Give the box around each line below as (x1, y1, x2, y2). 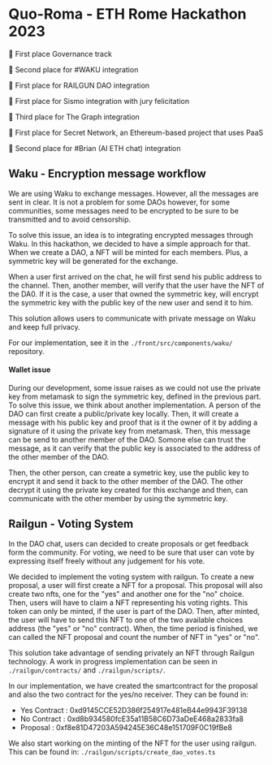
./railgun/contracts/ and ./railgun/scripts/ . (8, 665, 166, 675)
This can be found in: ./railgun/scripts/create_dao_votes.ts (8, 746, 216, 756)
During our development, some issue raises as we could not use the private (8, 382, 261, 392)
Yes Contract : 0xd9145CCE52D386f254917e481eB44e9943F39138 (19, 705, 248, 715)
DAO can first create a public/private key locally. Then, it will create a (8, 408, 240, 418)
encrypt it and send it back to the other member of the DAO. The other (8, 476, 244, 486)
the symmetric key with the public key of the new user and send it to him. (8, 297, 253, 307)
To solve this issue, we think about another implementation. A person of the (8, 400, 261, 410)
